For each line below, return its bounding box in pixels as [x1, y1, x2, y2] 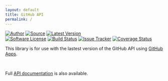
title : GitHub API [5, 12, 44, 17]
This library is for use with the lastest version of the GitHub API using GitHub [5, 46, 163, 52]
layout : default [5, 7, 39, 13]
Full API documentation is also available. [5, 70, 88, 76]
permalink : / [5, 17, 33, 22]
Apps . [5, 51, 18, 57]
